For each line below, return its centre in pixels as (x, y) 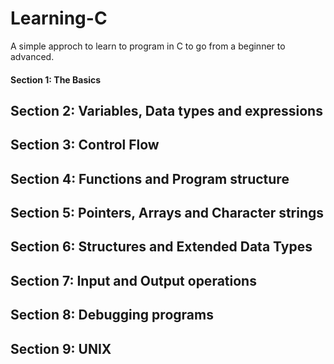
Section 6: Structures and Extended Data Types (161, 247)
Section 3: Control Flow (85, 145)
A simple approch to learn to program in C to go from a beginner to (148, 46)
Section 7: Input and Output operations (133, 280)
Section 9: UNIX (61, 348)
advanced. (32, 56)
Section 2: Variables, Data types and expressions (166, 110)
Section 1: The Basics (56, 79)
